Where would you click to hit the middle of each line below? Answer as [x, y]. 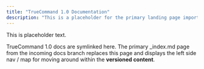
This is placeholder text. [36, 34]
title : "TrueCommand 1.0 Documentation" [58, 12]
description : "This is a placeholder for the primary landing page [93, 18]
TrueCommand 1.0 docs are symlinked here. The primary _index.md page [98, 47]
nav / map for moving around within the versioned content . [81, 59]
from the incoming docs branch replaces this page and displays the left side [101, 53]
